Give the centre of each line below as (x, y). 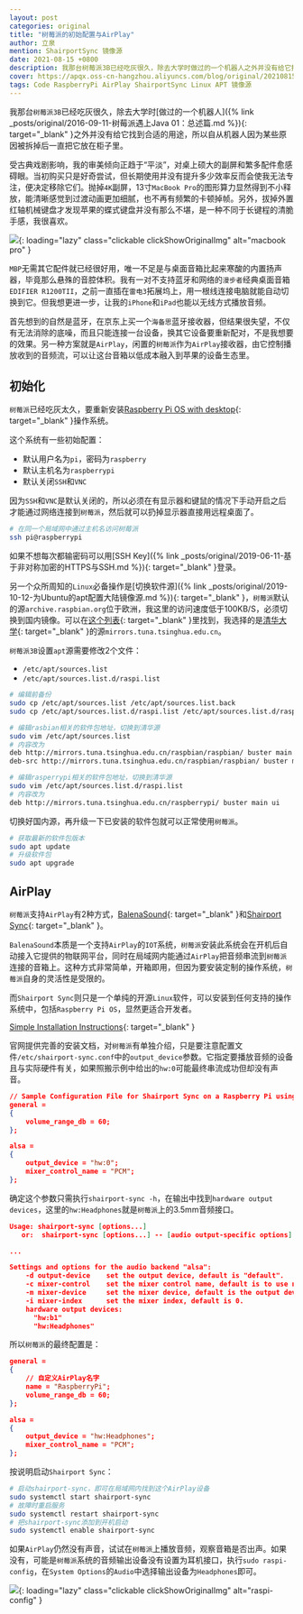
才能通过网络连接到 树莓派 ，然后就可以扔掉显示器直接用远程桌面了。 (134, 512)
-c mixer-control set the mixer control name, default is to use (157, 1284)
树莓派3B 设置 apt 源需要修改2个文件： (76, 651)
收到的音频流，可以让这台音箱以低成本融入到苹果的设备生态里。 (135, 355)
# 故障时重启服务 (37, 1505)
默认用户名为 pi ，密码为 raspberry (84, 459)
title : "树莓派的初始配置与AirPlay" (72, 34)
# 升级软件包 (30, 855)
